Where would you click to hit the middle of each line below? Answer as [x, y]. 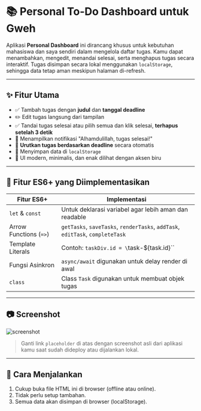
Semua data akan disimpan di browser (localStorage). [81, 402]
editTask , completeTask [94, 234]
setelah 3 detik [33, 132]
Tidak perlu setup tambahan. [50, 395]
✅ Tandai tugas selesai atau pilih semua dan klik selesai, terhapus [96, 125]
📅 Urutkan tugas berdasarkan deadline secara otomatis [84, 145]
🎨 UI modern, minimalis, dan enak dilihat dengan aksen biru [88, 157]
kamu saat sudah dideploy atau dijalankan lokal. [80, 350]
